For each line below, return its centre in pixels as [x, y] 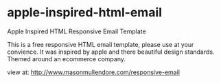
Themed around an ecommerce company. [66, 59]
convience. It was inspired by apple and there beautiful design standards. [111, 52]
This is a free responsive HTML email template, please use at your [101, 44]
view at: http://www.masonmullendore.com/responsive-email [94, 72]
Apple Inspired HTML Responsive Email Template [77, 31]
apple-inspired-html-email [85, 13]
